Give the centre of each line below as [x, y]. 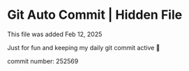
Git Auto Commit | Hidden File [95, 15]
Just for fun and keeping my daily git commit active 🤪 [84, 47]
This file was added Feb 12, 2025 [55, 34]
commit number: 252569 [43, 61]
